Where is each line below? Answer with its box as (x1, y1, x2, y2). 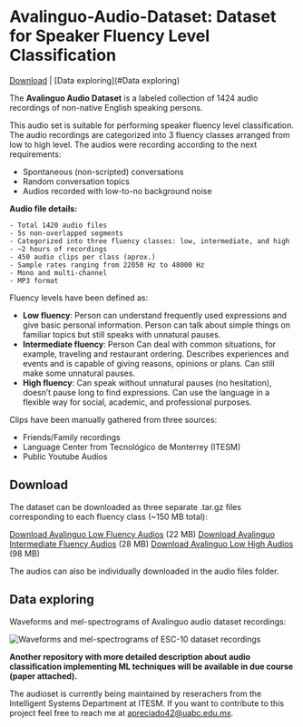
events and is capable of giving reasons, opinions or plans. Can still (22, 358, 275, 368)
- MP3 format (9, 276, 59, 285)
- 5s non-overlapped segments (9, 229, 124, 238)
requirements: (9, 148, 62, 160)
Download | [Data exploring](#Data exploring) (9, 74, 180, 85)
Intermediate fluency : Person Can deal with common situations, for (22, 339, 277, 349)
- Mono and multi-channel (9, 268, 107, 278)
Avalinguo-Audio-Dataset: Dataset (9, 6, 277, 27)
